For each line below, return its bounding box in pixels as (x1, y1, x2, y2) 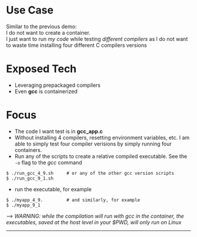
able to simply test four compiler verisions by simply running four (14, 140, 172, 147)
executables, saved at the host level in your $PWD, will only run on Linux (6, 218, 182, 226)
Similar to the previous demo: (6, 23, 77, 30)
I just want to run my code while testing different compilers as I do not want (6, 35, 188, 42)
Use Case (6, 4, 54, 17)
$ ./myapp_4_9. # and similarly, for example (6, 197, 141, 203)
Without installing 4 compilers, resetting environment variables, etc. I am (14, 134, 190, 141)
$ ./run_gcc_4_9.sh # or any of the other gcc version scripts (6, 170, 175, 176)
